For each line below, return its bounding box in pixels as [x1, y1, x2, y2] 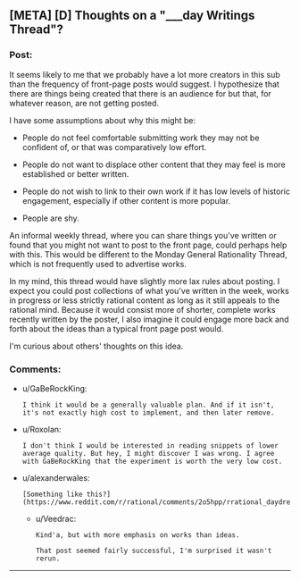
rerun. [35, 554, 61, 563]
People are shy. [21, 213, 80, 223]
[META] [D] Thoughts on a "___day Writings [9, 8, 255, 23]
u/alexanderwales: [21, 472, 90, 483]
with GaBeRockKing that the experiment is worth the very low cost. [21, 457, 283, 466]
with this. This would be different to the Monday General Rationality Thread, [9, 248, 287, 259]
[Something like [21, 490, 83, 499]
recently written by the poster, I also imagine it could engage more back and [9, 314, 289, 324]
